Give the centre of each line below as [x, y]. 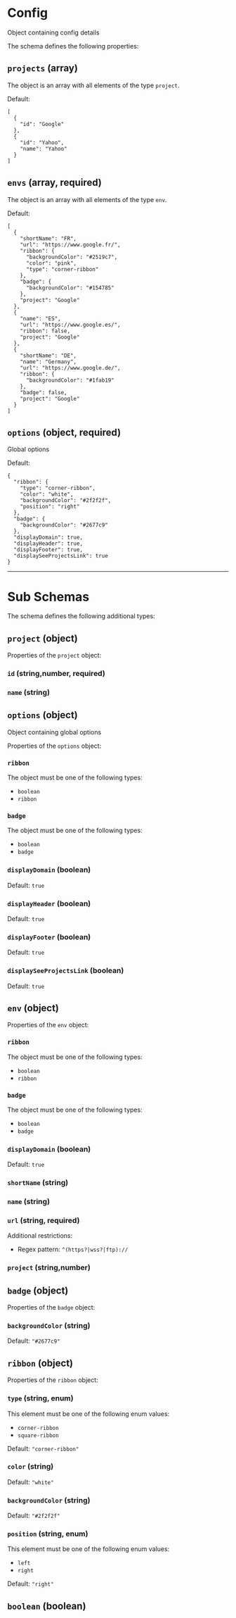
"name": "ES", [40, 318]
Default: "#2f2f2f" [34, 1516]
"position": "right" [50, 507]
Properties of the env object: [48, 1025]
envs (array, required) [54, 183]
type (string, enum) [40, 1398]
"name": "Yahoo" [44, 149]
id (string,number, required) [56, 674]
